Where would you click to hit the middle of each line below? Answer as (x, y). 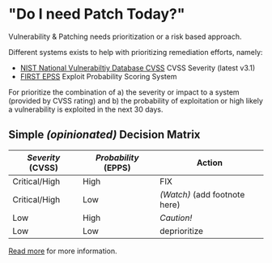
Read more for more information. (63, 251)
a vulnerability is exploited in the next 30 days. (86, 109)
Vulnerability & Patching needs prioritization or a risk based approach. (125, 36)
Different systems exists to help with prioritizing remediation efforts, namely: (136, 52)
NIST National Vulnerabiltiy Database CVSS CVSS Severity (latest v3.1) (138, 68)
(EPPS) (117, 168)
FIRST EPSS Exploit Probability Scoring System (98, 76)
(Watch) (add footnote (202, 194)
